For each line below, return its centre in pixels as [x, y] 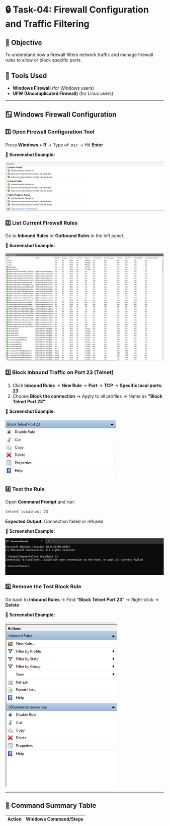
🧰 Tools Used [26, 76]
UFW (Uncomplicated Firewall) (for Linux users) [63, 93]
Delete [12, 605]
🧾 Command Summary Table [51, 806]
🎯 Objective [24, 43]
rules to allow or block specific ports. [44, 60]
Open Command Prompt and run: [40, 502]
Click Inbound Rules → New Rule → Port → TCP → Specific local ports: [88, 385]
